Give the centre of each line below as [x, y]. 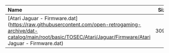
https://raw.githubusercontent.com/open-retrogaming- [75, 24]
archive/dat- [23, 31]
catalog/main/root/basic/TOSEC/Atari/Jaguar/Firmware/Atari [79, 37]
